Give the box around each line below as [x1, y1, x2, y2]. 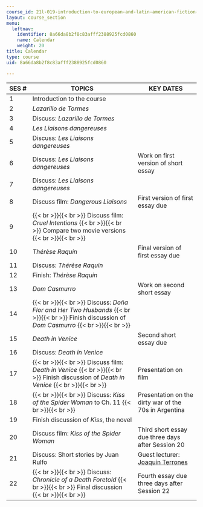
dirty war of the [138, 398, 182, 406]
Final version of [138, 244, 182, 252]
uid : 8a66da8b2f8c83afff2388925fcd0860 [6, 59, 107, 65]
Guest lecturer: [138, 450, 180, 459]
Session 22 [138, 486, 170, 495]
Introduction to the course [32, 94, 106, 103]
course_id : [6, 8, 34, 15]
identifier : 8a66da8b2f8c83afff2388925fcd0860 [17, 31, 137, 38]
